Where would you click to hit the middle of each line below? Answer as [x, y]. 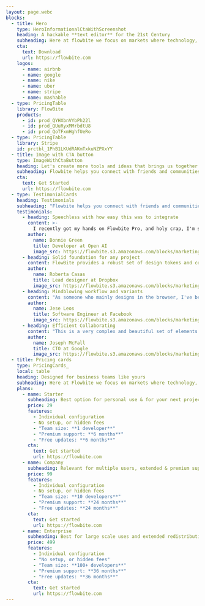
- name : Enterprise [47, 531]
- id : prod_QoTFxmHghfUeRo [56, 132]
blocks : [16, 18]
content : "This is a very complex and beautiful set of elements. [114, 331]
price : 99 [40, 474]
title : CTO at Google [60, 348]
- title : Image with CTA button [53, 155]
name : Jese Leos [54, 309]
